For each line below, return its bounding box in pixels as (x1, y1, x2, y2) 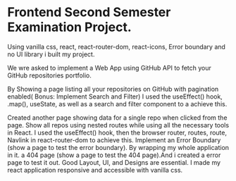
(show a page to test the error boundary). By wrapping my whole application (7, 143, 230, 151)
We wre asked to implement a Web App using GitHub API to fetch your (7, 63, 211, 72)
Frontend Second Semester (7, 4, 171, 20)
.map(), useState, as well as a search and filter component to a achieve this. (7, 99, 228, 108)
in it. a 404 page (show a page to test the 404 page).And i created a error (7, 151, 221, 159)
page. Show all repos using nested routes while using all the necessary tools (7, 120, 230, 129)
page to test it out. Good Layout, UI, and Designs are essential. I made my (7, 158, 221, 166)
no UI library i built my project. (7, 50, 95, 58)
